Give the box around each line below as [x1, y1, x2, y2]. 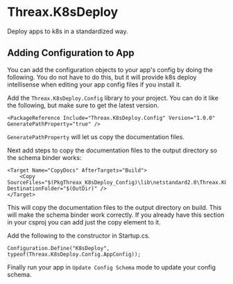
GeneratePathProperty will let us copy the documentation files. [7, 132, 185, 141]
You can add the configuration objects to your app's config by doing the [7, 65, 213, 73]
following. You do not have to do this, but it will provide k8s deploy [7, 73, 197, 81]
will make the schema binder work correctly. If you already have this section [7, 211, 225, 219]
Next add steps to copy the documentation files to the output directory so [7, 146, 217, 154]
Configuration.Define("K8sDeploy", [7, 245, 110, 251]
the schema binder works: [7, 153, 82, 161]
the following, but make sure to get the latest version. [7, 101, 159, 109]
